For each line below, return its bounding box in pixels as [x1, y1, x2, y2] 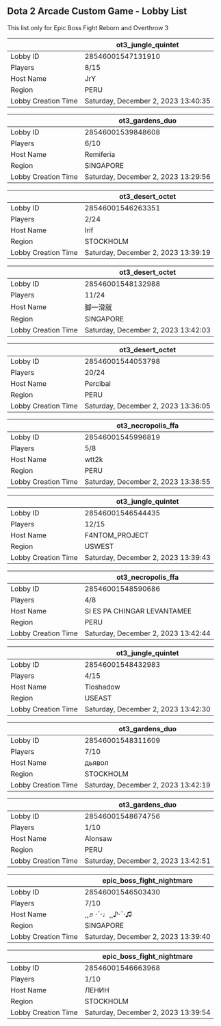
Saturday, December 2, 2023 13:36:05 [84, 401, 211, 411]
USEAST [84, 693, 112, 703]
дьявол [84, 757, 109, 767]
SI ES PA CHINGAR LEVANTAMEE [84, 606, 192, 615]
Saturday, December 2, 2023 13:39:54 [84, 1007, 211, 1017]
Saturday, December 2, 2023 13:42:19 [84, 780, 211, 790]
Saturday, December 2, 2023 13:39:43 [84, 552, 211, 562]
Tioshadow [84, 682, 121, 692]
